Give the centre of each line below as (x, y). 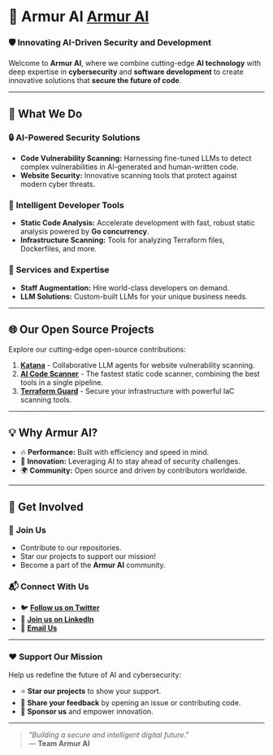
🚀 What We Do (45, 113)
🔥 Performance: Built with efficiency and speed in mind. (115, 452)
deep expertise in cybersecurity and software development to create (126, 72)
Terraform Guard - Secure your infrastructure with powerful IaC (127, 391)
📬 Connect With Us (49, 587)
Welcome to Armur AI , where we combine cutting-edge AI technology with (135, 63)
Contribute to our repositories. (71, 548)
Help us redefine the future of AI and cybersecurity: (95, 674)
